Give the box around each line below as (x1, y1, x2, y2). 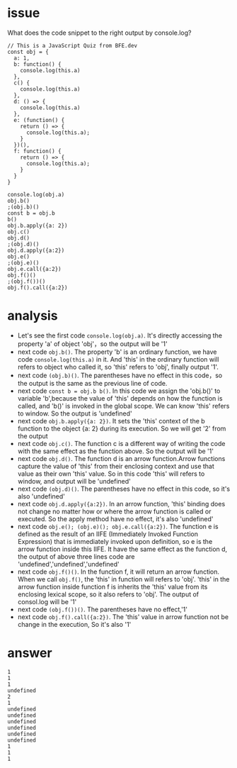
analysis (7, 308, 58, 324)
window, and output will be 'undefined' (17, 477, 131, 485)
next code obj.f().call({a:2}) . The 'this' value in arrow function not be (17, 612, 229, 621)
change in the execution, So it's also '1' (17, 620, 132, 628)
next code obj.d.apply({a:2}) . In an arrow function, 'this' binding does (17, 499, 226, 508)
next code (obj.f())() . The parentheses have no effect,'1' (17, 605, 188, 613)
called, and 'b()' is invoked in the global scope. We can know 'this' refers (17, 401, 230, 410)
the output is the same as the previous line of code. (17, 379, 168, 387)
